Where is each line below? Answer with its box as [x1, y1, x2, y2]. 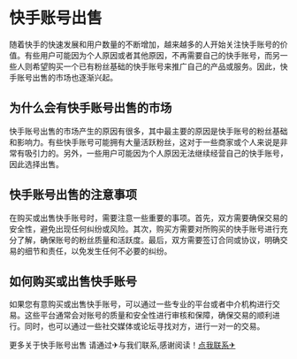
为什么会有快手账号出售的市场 [9, 101, 172, 116]
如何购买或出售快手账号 [9, 273, 137, 288]
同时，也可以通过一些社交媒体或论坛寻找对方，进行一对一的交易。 [24, 321, 265, 332]
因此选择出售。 [9, 158, 64, 169]
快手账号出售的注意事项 [9, 187, 137, 202]
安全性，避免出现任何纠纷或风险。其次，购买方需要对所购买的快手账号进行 [9, 223, 280, 234]
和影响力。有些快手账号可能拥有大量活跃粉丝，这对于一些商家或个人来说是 [9, 136, 280, 147]
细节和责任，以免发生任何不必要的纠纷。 [24, 245, 172, 256]
